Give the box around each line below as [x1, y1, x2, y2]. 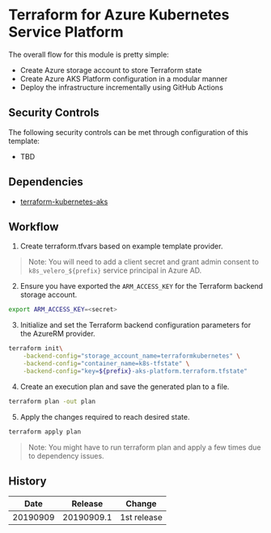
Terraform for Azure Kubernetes [8, 6, 230, 24]
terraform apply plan [8, 427, 82, 436]
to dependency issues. [28, 451, 104, 460]
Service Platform [8, 23, 124, 41]
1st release [120, 512, 163, 523]
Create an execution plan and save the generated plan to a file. [19, 382, 230, 391]
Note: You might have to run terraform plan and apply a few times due [28, 442, 261, 452]
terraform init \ [8, 345, 63, 353]
